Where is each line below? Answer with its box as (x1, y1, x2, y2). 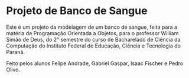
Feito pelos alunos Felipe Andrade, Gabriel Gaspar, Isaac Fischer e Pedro (6, 60, 184, 67)
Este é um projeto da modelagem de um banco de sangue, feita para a (6, 23, 178, 30)
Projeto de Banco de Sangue (6, 4, 148, 18)
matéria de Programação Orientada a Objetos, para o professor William (6, 29, 179, 36)
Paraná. (6, 48, 25, 55)
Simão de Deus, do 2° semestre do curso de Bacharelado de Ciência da (6, 36, 181, 43)
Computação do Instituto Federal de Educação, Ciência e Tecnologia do (6, 42, 181, 49)
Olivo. (6, 66, 21, 73)
